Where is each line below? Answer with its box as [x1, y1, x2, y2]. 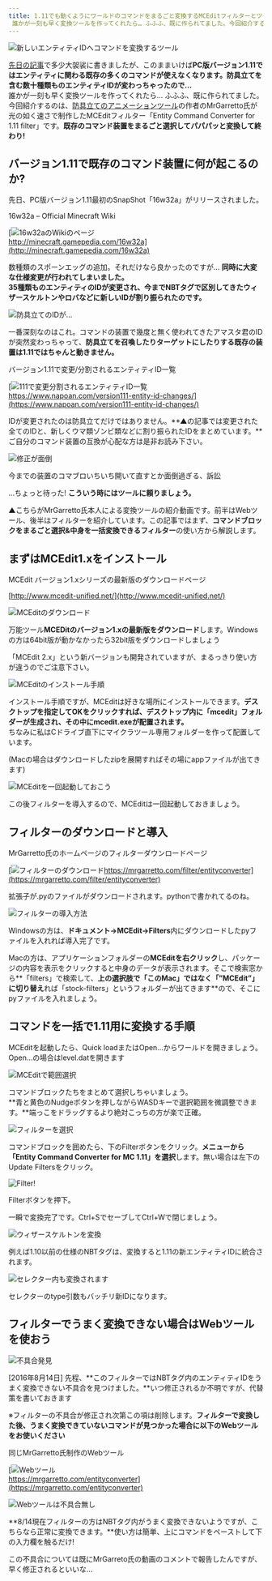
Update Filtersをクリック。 [8, 1162, 98, 1172]
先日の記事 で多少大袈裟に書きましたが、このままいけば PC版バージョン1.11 [8, 60, 257, 70]
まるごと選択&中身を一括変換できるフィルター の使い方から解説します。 [22, 526, 261, 536]
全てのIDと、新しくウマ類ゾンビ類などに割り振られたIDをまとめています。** [8, 426, 263, 436]
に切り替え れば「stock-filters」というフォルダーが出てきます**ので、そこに [8, 983, 261, 993]
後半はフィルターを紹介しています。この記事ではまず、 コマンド [29, 515, 241, 525]
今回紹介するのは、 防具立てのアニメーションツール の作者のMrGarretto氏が [8, 100, 257, 110]
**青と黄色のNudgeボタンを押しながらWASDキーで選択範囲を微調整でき [8, 1097, 251, 1107]
